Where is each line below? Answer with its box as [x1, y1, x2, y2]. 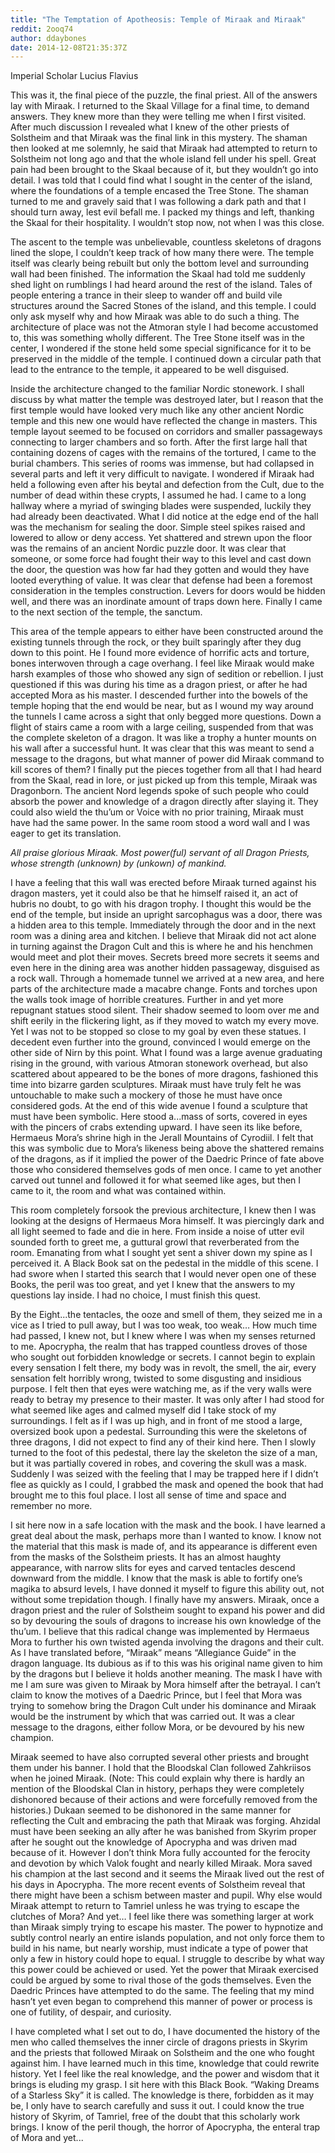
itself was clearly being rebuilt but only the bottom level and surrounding [10, 257, 310, 270]
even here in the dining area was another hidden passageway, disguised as [10, 962, 320, 974]
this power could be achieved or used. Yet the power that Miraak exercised [10, 1964, 319, 1976]
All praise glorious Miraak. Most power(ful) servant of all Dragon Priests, [10, 847, 310, 859]
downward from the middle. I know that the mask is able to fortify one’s [10, 1572, 303, 1585]
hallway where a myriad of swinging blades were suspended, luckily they [10, 500, 312, 512]
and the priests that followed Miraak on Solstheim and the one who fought [10, 2047, 315, 2059]
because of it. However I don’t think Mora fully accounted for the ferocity [10, 1847, 311, 1859]
